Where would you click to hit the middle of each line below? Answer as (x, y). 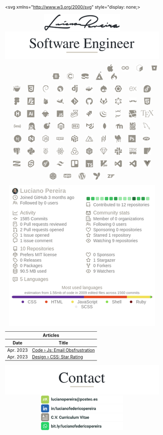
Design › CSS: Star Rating (58, 357)
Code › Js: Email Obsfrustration (63, 350)
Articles (51, 335)
